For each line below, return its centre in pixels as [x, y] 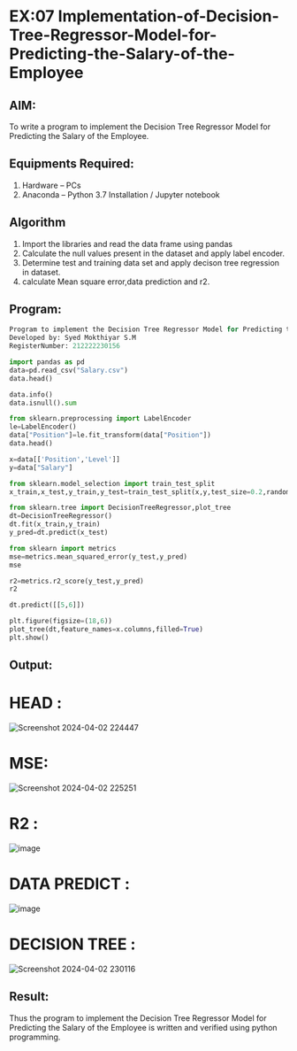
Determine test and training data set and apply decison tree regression [151, 262]
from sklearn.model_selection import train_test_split [112, 483]
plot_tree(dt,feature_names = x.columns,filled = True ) [106, 630]
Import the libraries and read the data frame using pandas [127, 243]
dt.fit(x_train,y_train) [55, 524]
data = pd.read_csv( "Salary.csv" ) [69, 370]
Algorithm [38, 223]
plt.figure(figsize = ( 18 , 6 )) [61, 622]
